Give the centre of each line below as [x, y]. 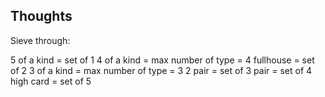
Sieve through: [40, 40]
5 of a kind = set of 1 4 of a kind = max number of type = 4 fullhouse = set [162, 60]
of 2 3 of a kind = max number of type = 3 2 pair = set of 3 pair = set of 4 [161, 70]
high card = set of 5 [51, 81]
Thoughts [41, 16]
